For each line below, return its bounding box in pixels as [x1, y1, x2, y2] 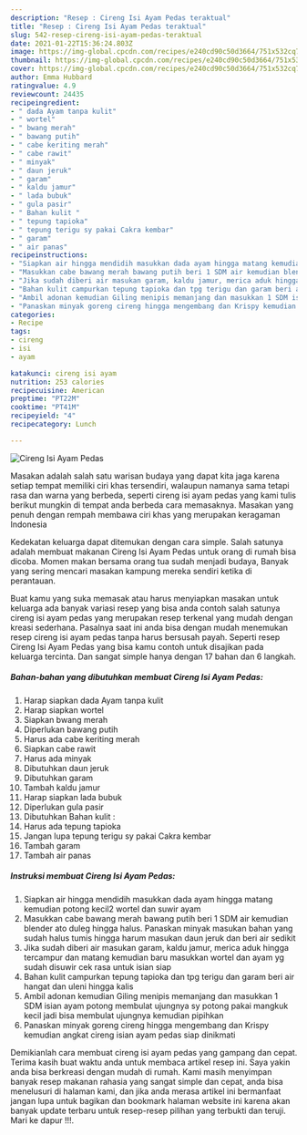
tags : [10, 327, 31, 336]
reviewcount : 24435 [10, 89, 85, 98]
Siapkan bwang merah [23, 714, 108, 725]
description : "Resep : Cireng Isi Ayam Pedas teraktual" [10, 13, 231, 23]
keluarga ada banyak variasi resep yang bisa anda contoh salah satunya [10, 603, 281, 614]
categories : [10, 310, 56, 319]
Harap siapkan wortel [23, 704, 104, 716]
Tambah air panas [23, 850, 92, 861]
